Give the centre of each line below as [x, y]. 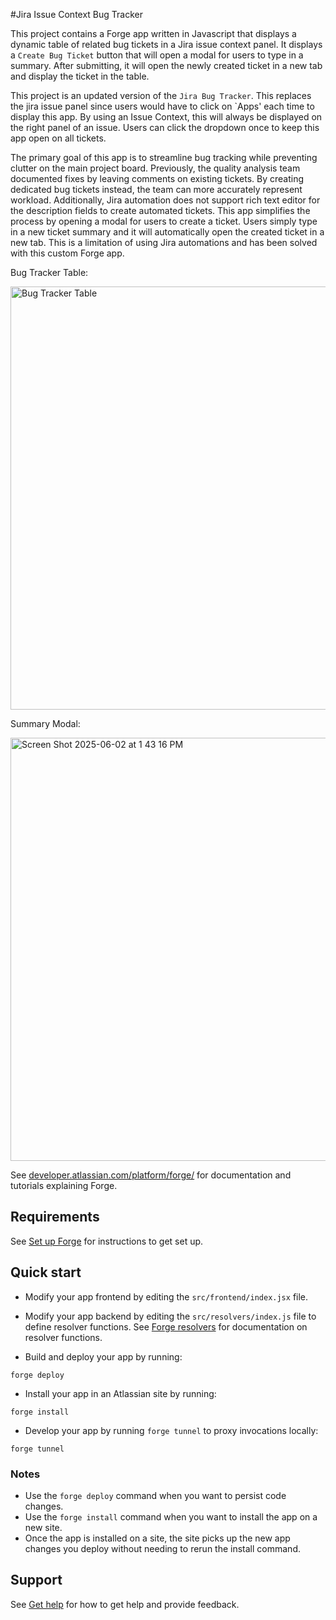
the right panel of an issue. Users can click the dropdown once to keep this [165, 127]
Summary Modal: [45, 723]
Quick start [46, 1272]
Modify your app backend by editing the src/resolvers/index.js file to [170, 1316]
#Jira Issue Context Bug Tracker [76, 14]
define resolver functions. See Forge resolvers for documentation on [166, 1326]
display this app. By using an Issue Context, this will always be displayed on [166, 117]
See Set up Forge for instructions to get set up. [107, 1241]
